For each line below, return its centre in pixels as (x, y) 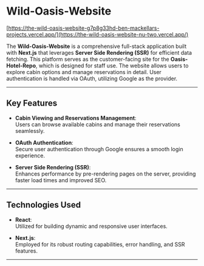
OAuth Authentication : (44, 142)
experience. (30, 155)
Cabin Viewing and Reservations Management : (76, 118)
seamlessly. (30, 131)
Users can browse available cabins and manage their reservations (97, 124)
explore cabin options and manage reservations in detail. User (84, 72)
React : (23, 219)
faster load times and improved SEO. (61, 180)
